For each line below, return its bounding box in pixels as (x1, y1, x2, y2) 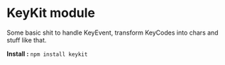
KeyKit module (6, 5, 96, 21)
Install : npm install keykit (6, 49, 88, 58)
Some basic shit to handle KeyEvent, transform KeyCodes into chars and (6, 28, 219, 37)
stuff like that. (6, 35, 47, 44)
